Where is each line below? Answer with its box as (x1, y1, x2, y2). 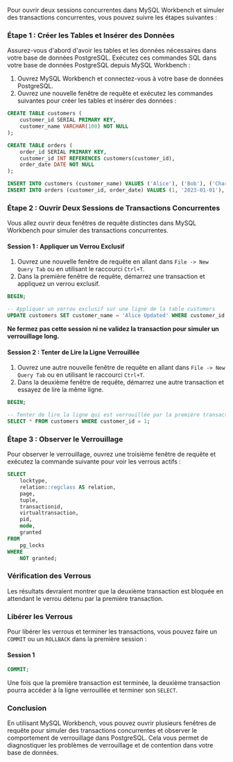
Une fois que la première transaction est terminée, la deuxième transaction (7, 679, 221, 687)
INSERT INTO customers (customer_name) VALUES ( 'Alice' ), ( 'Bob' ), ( (7, 180, 213, 187)
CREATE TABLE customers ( (7, 110, 82, 117)
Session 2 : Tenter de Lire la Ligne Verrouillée (7, 348, 140, 356)
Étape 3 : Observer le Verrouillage (7, 434, 123, 443)
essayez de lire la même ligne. (17, 385, 104, 394)
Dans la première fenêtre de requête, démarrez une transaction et (17, 272, 206, 280)
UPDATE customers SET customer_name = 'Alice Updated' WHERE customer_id (7, 312, 225, 319)
